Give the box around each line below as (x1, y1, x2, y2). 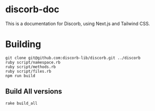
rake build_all (5, 101, 38, 106)
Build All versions (5, 87, 62, 96)
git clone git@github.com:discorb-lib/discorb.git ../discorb (5, 55, 141, 60)
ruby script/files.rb (5, 69, 52, 74)
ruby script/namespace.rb (5, 60, 60, 65)
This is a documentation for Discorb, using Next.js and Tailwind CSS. (5, 20, 150, 27)
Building (5, 38, 41, 50)
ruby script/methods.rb (5, 64, 56, 70)
